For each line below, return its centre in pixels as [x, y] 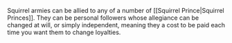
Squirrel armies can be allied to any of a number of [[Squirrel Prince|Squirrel [116, 11]
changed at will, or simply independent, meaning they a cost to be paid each [116, 25]
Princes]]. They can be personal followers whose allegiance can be [103, 18]
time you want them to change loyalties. [64, 32]
